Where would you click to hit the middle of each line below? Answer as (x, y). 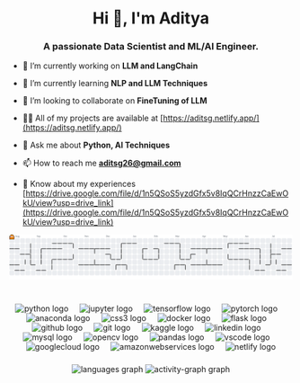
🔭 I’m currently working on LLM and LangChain (110, 66)
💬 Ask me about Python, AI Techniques (96, 145)
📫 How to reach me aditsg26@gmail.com (101, 163)
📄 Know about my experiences (79, 184)
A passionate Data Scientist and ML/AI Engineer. (151, 47)
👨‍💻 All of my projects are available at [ (93, 118)
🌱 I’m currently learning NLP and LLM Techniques (115, 84)
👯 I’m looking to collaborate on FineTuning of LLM (115, 101)
